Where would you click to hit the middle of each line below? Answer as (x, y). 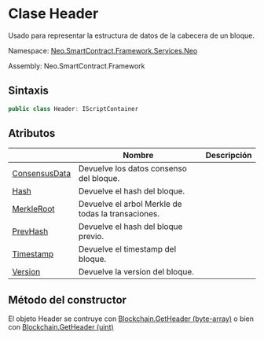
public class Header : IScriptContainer (73, 109)
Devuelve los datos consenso (132, 168)
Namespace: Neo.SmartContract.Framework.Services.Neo (103, 50)
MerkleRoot (33, 209)
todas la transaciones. (119, 214)
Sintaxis (29, 91)
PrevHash (30, 231)
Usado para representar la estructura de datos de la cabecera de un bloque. (132, 35)
